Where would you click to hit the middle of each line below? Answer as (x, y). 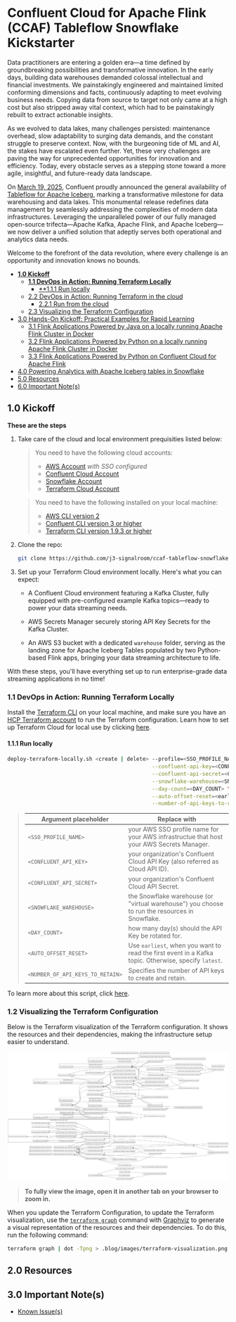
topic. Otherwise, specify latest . (175, 961)
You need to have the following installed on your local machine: (126, 502)
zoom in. (37, 1199)
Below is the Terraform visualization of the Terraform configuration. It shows (118, 1027)
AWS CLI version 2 (72, 516)
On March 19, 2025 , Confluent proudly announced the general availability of (117, 187)
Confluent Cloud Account (82, 474)
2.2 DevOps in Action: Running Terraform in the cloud (105, 296)
